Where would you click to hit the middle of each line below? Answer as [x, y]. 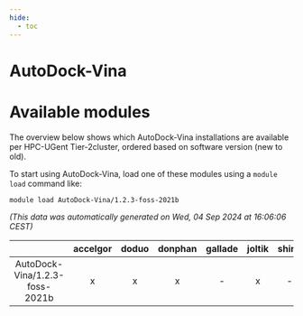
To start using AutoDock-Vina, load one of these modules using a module [143, 173]
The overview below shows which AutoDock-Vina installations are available [149, 137]
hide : [19, 18]
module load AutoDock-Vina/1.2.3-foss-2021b [94, 200]
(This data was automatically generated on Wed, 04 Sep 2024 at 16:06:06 [148, 217]
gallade [222, 248]
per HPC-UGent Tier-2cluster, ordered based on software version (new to [146, 146]
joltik [257, 248]
